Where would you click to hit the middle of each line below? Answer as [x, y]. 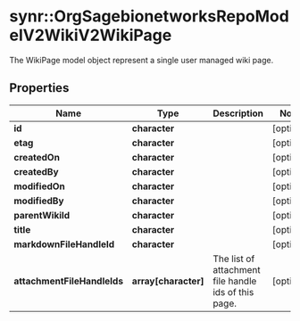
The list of [234, 259]
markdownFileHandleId [64, 244]
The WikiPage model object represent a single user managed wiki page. [142, 60]
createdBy [37, 171]
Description [238, 113]
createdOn [37, 157]
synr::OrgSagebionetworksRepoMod [150, 16]
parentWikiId [42, 215]
